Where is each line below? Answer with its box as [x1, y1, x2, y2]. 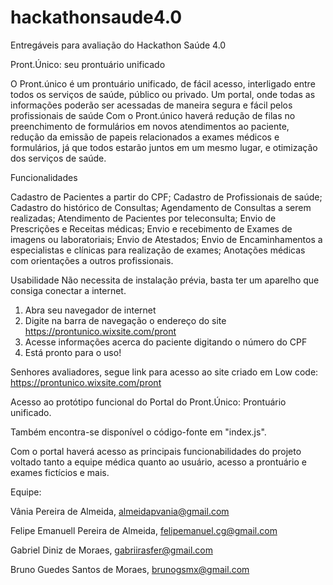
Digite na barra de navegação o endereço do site [24, 314, 227, 326]
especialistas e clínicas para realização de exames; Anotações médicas [10, 244, 306, 256]
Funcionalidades [10, 171, 78, 183]
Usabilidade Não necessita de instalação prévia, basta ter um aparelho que [10, 274, 320, 286]
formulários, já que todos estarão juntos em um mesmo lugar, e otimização [10, 141, 318, 153]
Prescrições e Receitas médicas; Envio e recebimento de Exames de [10, 222, 293, 235]
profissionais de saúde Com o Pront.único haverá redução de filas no [10, 109, 296, 121]
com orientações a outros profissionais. [10, 254, 174, 266]
